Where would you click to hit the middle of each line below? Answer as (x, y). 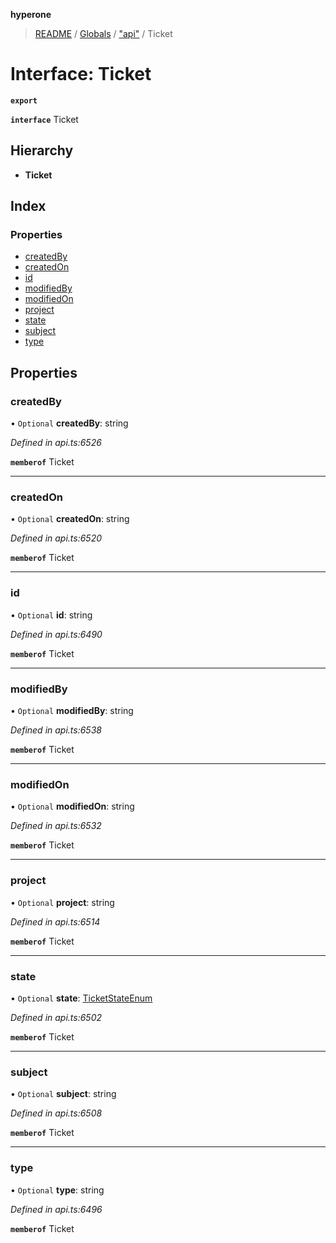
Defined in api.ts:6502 (56, 1017)
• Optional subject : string (63, 1094)
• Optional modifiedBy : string (72, 711)
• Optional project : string (62, 902)
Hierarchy (42, 150)
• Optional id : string (51, 615)
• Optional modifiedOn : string (72, 806)
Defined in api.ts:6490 (56, 634)
